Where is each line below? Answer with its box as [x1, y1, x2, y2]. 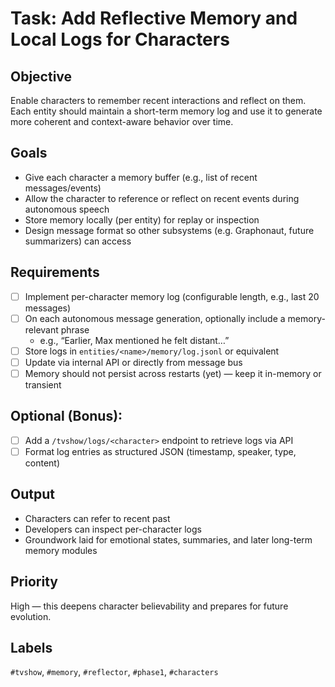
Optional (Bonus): [10, 408, 123, 425]
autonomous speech [24, 203, 110, 215]
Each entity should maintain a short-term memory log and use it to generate [10, 105, 323, 117]
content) [24, 457, 61, 469]
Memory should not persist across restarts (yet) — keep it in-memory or [24, 367, 322, 379]
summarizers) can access [24, 235, 132, 247]
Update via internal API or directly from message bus [24, 356, 243, 368]
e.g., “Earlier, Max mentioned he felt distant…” [39, 334, 230, 346]
